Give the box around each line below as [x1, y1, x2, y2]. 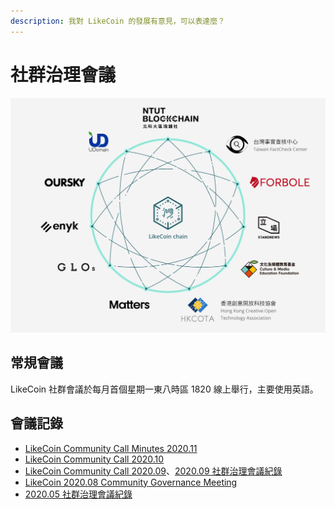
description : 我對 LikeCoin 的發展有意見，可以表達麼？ [10, 16, 226, 26]
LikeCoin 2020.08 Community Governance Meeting [24, 476, 238, 488]
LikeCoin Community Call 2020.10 [24, 453, 165, 465]
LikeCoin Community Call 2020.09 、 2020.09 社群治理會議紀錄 [24, 465, 283, 477]
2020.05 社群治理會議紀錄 [24, 488, 133, 500]
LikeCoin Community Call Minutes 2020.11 [24, 442, 198, 454]
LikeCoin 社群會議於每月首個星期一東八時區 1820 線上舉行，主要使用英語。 [10, 383, 319, 395]
